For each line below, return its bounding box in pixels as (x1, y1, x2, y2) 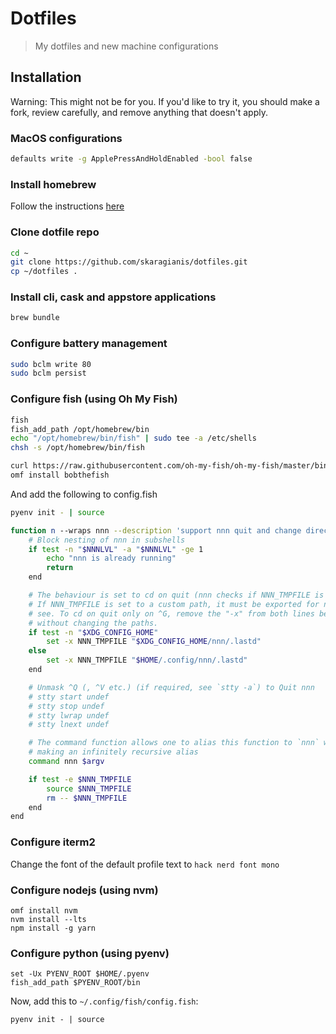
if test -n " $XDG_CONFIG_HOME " (28, 627, 159, 637)
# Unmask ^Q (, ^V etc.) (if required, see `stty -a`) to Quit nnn (28, 682, 315, 692)
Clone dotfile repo (10, 225, 100, 239)
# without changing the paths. (28, 618, 159, 628)
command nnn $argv (28, 757, 105, 767)
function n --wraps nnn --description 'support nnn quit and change (10, 525, 302, 536)
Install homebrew (10, 177, 97, 191)
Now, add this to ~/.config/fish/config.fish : (10, 995, 199, 1007)
